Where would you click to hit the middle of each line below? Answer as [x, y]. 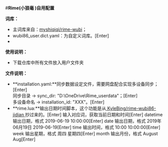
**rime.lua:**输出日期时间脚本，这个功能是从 [59, 108]
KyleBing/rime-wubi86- [132, 108]
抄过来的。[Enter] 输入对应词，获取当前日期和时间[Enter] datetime [94, 115]
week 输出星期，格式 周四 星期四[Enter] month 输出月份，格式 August [85, 134]
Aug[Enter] [24, 139]
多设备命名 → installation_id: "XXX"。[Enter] [58, 102]
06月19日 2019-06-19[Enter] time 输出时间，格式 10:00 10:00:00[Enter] [86, 127]
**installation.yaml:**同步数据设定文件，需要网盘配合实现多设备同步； [86, 84]
